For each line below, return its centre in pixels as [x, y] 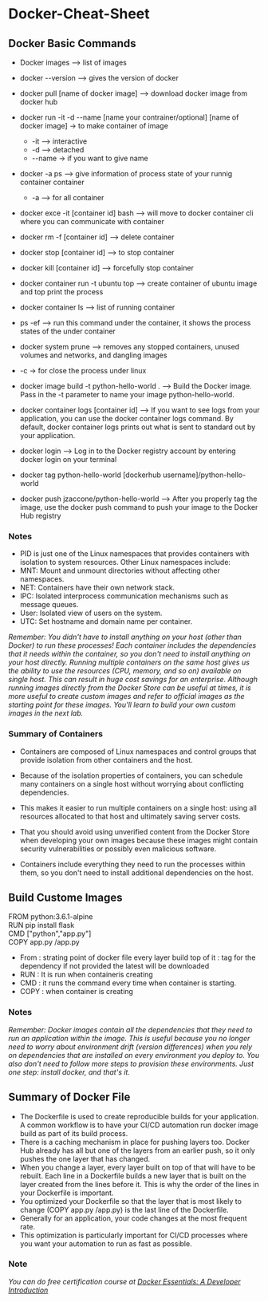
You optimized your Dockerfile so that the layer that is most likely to [130, 1201]
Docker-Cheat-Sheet [79, 14]
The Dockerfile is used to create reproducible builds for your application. [139, 1116]
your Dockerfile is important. [67, 1193]
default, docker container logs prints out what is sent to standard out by [138, 427]
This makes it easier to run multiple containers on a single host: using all [138, 807]
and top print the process [61, 292]
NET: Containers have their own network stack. [97, 588]
